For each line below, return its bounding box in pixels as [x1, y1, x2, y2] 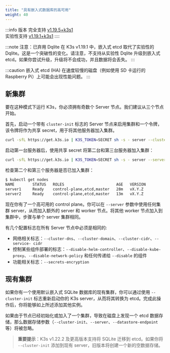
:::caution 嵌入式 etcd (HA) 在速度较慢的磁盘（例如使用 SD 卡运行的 [5, 67, 146, 73]
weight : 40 [5, 12, 28, 17]
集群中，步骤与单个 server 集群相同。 [5, 213, 83, 220]
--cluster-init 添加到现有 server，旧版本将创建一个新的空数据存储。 [17, 342, 163, 348]
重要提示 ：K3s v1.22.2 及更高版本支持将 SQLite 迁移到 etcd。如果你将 [17, 336, 163, 342]
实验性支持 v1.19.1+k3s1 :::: [5, 33, 60, 39]
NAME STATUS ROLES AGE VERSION [5, 182, 146, 187]
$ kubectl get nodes [5, 178, 49, 183]
